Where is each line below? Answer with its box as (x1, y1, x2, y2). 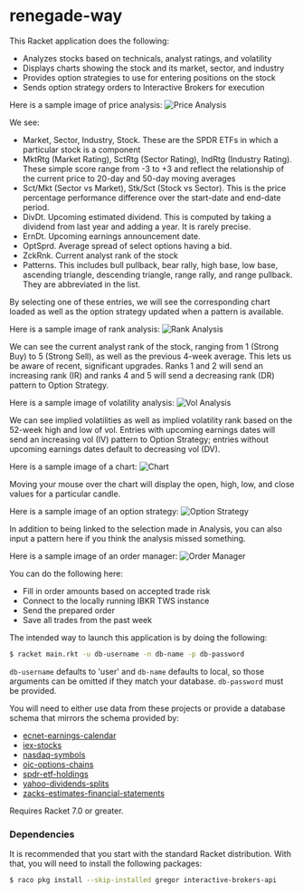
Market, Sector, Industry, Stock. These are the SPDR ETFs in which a (22, 134, 279, 145)
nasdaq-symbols (22, 749, 86, 760)
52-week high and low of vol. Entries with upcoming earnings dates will (9, 424, 276, 435)
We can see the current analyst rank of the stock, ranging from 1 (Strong (9, 341, 279, 351)
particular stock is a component (22, 144, 141, 155)
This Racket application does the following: (9, 35, 170, 46)
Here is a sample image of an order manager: (9, 550, 178, 562)
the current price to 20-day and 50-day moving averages (22, 173, 236, 184)
